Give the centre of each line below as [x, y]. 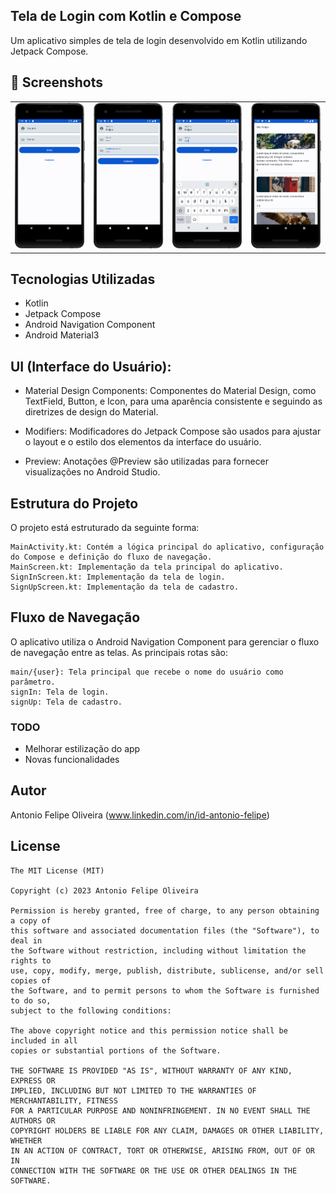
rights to [31, 960]
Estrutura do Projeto [74, 503]
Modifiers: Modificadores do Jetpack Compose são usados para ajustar [173, 431]
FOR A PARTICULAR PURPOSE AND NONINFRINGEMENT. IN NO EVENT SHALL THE [160, 1110]
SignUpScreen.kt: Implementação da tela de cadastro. [125, 587]
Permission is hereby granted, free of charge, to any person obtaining [165, 910]
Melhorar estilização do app [82, 749]
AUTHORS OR [33, 1120]
